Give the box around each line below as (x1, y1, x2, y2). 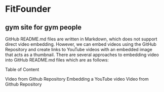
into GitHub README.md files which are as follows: (5, 57, 109, 62)
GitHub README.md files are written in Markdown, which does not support (5, 36, 158, 42)
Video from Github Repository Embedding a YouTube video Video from (5, 76, 149, 82)
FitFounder (5, 3, 51, 15)
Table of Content (5, 66, 40, 72)
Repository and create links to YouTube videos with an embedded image (5, 47, 153, 52)
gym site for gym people (5, 23, 82, 31)
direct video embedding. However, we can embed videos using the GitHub (5, 41, 157, 47)
